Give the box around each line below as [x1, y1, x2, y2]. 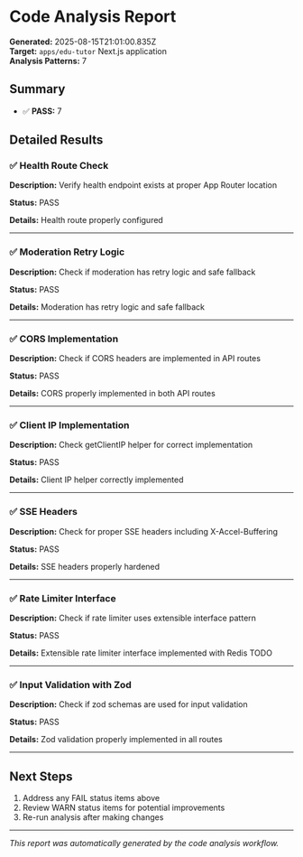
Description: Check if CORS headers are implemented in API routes [9, 353, 262, 364]
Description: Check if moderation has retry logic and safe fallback [9, 266, 256, 277]
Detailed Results [9, 133, 104, 148]
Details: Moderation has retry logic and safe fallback [9, 301, 206, 312]
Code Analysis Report [9, 6, 177, 27]
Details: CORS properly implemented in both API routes [9, 388, 216, 399]
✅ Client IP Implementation [9, 418, 130, 431]
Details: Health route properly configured [9, 215, 164, 226]
